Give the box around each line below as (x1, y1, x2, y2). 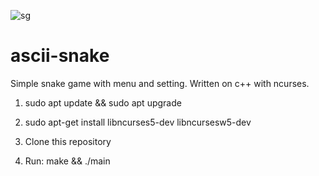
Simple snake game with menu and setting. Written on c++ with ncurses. (10, 77, 310, 89)
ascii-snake (10, 45, 110, 67)
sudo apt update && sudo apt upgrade (24, 96, 182, 109)
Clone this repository (24, 135, 112, 147)
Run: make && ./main (24, 155, 111, 167)
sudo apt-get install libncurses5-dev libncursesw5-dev (24, 116, 252, 128)
